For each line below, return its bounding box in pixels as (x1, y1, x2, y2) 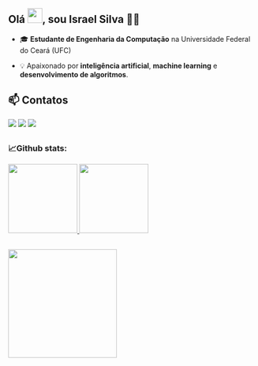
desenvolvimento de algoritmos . (19, 69, 129, 79)
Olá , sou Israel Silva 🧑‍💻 (8, 13, 140, 26)
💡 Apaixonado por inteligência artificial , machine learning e (19, 61, 218, 70)
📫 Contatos (8, 94, 69, 107)
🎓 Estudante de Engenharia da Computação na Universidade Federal (19, 34, 251, 43)
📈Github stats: (8, 143, 67, 154)
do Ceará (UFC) (19, 45, 72, 55)
